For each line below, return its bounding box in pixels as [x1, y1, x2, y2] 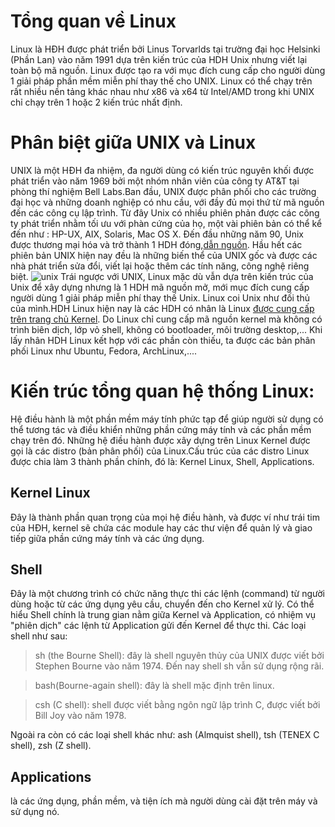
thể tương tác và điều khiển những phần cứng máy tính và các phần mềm [10, 423, 312, 435]
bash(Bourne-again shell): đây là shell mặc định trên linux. [34, 680, 275, 692]
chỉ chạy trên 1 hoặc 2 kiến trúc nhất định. [10, 96, 183, 108]
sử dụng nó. [10, 806, 60, 818]
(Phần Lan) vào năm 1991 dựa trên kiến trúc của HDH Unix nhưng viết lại [10, 53, 308, 65]
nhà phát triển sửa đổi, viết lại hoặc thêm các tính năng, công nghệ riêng [10, 260, 310, 272]
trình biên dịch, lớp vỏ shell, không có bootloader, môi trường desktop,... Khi [10, 323, 323, 335]
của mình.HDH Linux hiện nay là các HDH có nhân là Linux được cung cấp [10, 302, 315, 314]
